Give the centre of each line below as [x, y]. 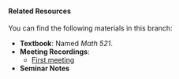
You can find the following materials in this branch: [90, 28]
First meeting [53, 60]
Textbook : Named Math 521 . [66, 44]
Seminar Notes [45, 68]
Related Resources [40, 11]
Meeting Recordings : [54, 52]
